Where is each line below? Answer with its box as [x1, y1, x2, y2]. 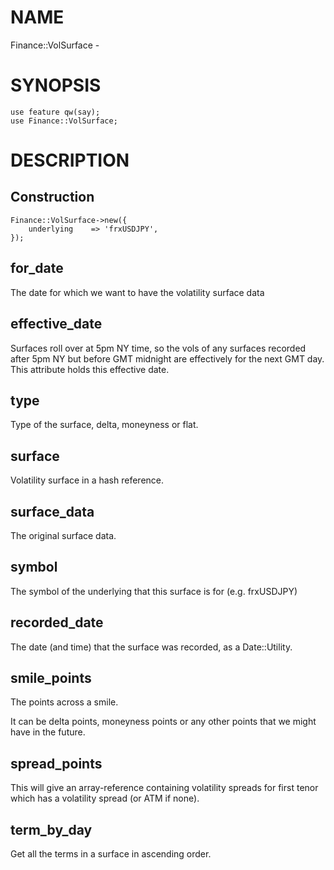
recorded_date [10, 614, 104, 631]
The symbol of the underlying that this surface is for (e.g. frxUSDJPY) [10, 585, 298, 597]
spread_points [10, 755, 103, 772]
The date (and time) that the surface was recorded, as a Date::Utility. [10, 641, 293, 653]
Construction [10, 189, 95, 206]
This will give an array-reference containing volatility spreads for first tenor [10, 782, 319, 794]
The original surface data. [10, 529, 117, 541]
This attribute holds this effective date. [10, 363, 170, 375]
